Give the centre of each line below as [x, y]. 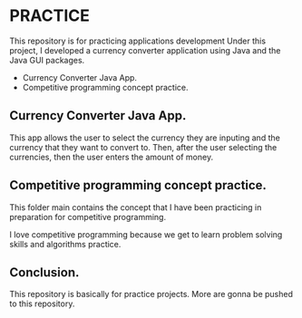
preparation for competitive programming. [88, 217]
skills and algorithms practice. [65, 244]
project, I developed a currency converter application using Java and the [145, 50]
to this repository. [42, 304]
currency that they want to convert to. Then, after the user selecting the [143, 147]
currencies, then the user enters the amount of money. [112, 157]
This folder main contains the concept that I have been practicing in [136, 207]
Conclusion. [44, 272]
